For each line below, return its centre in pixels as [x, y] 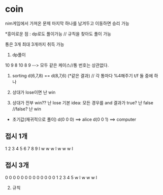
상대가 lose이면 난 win [34, 92]
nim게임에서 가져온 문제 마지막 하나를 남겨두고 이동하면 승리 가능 [67, 23]
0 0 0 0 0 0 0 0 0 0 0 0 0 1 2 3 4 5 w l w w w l [51, 177]
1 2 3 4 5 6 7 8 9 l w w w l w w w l [39, 148]
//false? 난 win [27, 109]
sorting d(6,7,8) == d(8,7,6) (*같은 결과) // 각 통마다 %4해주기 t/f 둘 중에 [82, 75]
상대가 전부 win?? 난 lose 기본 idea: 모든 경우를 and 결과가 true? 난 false [83, 102]
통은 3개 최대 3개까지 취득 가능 [35, 44]
